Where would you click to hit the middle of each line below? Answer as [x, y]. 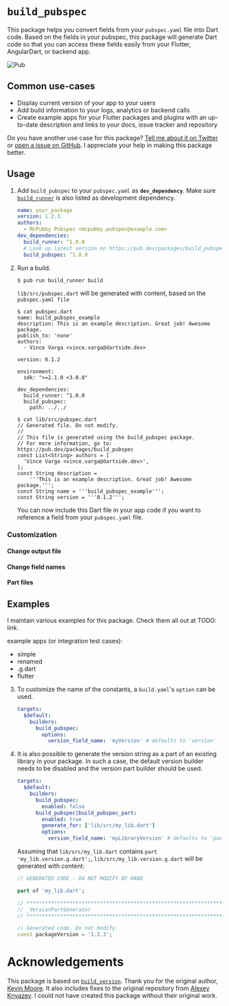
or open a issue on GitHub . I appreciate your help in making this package [110, 145]
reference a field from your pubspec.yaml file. [80, 517]
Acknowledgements [66, 962]
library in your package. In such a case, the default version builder [110, 761]
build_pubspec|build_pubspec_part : [86, 813]
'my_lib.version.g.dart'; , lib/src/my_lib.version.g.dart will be [110, 859]
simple [26, 654]
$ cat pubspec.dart [45, 311]
